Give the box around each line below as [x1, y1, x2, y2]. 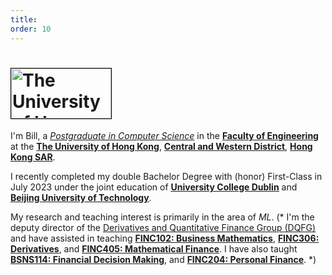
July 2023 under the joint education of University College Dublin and [10, 181, 298, 193]
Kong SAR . [10, 151, 56, 163]
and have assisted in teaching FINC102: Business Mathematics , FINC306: [10, 232, 320, 245]
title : [10, 14, 38, 25]
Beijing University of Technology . [10, 192, 152, 204]
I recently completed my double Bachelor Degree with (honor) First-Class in [10, 171, 323, 183]
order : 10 [10, 24, 52, 34]
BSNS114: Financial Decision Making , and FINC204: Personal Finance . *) [10, 254, 317, 266]
